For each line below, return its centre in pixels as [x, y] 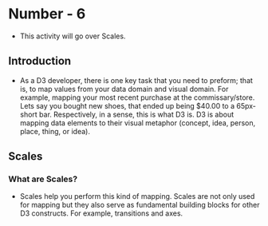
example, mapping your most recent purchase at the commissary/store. [137, 97]
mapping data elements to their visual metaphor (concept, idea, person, [138, 123]
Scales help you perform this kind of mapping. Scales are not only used [137, 196]
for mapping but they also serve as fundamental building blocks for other [140, 205]
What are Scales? [43, 179]
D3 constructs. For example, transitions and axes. [101, 213]
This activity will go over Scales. [73, 36]
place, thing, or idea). [55, 131]
